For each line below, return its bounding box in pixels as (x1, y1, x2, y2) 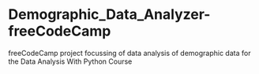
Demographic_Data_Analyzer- (8, 6, 211, 24)
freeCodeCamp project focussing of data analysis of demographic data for (8, 48, 251, 57)
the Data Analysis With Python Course (8, 57, 133, 66)
